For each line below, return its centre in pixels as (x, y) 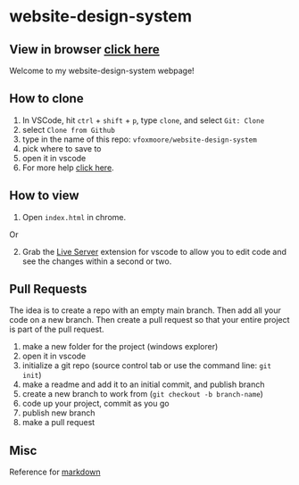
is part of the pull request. (57, 329)
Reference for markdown (55, 472)
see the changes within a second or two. (97, 261)
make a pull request (58, 423)
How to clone (46, 99)
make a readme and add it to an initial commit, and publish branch (143, 384)
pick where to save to (62, 148)
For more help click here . (68, 168)
